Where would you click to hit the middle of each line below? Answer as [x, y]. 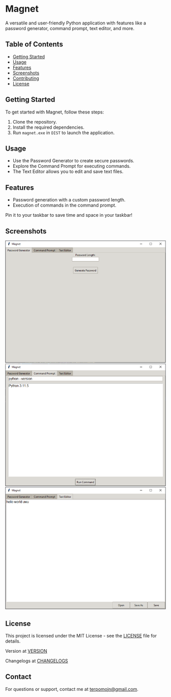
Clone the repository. [35, 122]
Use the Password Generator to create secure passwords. [74, 161]
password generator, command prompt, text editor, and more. [70, 28]
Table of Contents [34, 45]
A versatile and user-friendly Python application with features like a [76, 23]
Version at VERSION [26, 651]
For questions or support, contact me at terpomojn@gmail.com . [72, 689]
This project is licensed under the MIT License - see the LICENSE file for [81, 635]
